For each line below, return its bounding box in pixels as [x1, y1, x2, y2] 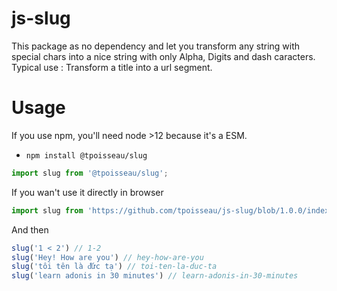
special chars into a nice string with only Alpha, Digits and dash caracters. [11, 50, 316, 62]
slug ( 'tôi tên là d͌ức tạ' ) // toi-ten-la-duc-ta [11, 262, 218, 272]
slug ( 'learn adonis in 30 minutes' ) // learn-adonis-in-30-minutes [11, 271, 299, 281]
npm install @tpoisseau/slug [25, 150, 148, 161]
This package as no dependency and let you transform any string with [11, 40, 301, 52]
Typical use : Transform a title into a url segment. [11, 61, 213, 73]
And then [11, 223, 49, 236]
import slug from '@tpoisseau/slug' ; [11, 168, 169, 178]
